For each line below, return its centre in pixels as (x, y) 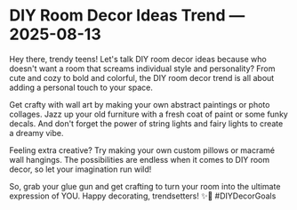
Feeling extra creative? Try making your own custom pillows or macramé (142, 150)
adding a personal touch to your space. (81, 87)
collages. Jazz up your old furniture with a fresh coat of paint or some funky (149, 114)
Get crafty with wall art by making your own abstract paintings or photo (140, 104)
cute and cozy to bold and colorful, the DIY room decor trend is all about (142, 77)
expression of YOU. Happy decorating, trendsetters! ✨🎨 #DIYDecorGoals (143, 196)
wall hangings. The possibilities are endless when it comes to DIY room (140, 159)
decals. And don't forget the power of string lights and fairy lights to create (146, 123)
